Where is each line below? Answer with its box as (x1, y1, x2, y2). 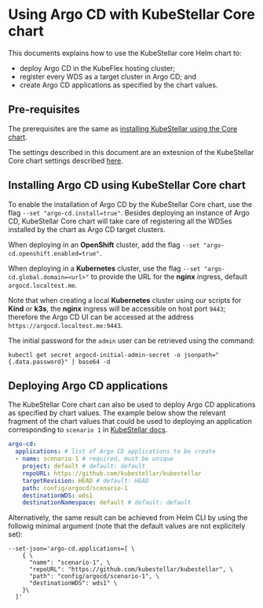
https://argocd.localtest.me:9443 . (8, 320, 123, 330)
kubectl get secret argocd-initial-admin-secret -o (8, 351, 181, 359)
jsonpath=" (183, 351, 220, 359)
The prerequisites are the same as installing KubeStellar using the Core (8, 123, 238, 133)
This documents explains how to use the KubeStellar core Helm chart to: (8, 48, 242, 57)
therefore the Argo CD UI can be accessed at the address (8, 312, 195, 322)
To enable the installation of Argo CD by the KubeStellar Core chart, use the (8, 199, 253, 209)
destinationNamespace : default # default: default (22, 499, 192, 507)
